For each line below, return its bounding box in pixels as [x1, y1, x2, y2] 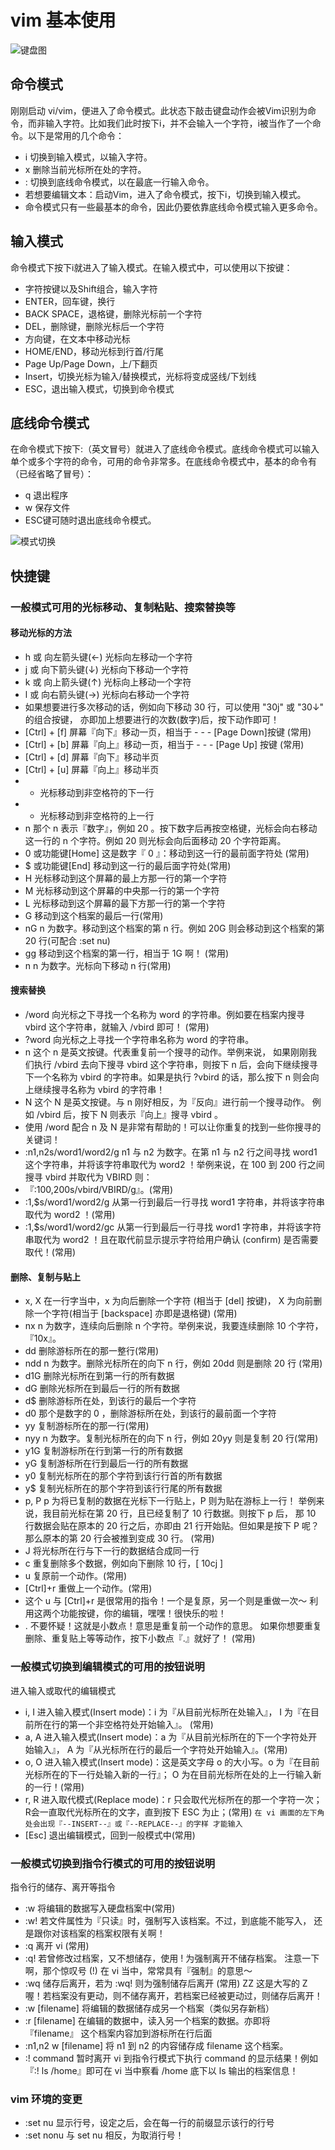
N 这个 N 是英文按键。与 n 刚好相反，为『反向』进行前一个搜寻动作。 [24, 1096, 310, 1108]
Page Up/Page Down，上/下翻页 [24, 357, 158, 370]
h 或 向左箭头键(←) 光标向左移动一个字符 [24, 651, 193, 663]
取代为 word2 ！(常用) [24, 1209, 116, 1221]
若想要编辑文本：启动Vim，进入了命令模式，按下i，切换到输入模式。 [24, 188, 307, 200]
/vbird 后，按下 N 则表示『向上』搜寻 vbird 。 [36, 1109, 224, 1121]
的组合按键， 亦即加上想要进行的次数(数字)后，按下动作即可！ [24, 713, 280, 725]
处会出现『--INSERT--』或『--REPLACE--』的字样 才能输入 [24, 1819, 243, 1829]
